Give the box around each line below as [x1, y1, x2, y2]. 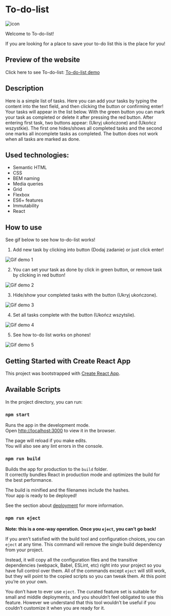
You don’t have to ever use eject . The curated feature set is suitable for [5, 588, 157, 594]
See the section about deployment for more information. [5, 502, 124, 509]
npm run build [5, 456, 41, 462]
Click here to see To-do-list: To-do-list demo [5, 69, 100, 75]
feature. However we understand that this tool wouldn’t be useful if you [5, 599, 156, 605]
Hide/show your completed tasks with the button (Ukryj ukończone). [12, 292, 158, 298]
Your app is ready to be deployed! [5, 493, 77, 499]
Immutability [12, 203, 40, 209]
